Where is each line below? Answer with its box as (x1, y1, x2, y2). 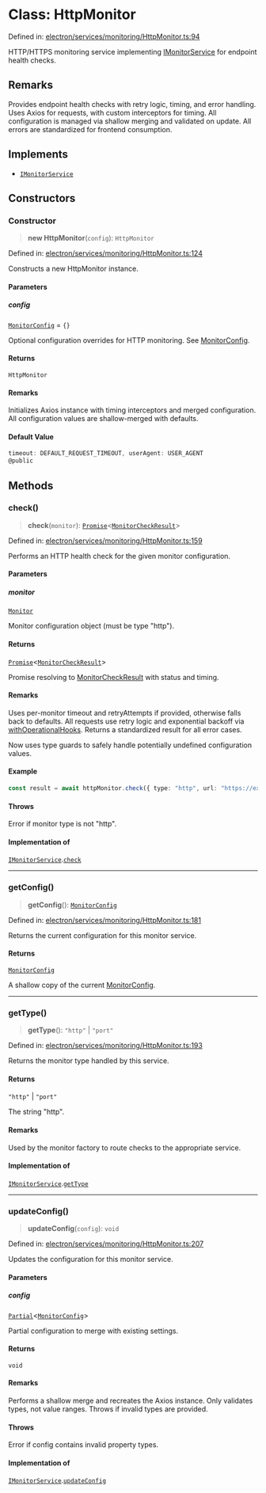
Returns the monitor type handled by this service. (8, 1056, 169, 1066)
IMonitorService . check (8, 855, 82, 864)
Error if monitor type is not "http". (8, 819, 117, 829)
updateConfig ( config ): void (27, 1224, 120, 1233)
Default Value (8, 431, 54, 441)
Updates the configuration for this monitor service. (8, 1255, 173, 1264)
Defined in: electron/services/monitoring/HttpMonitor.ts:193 (8, 1041, 203, 1050)
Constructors (8, 192, 76, 205)
